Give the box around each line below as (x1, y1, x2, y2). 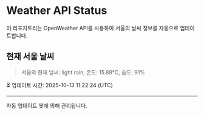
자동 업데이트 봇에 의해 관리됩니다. (6, 102, 87, 109)
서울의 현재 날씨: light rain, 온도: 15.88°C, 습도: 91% (21, 68, 146, 76)
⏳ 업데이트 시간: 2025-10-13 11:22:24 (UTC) (6, 81, 114, 88)
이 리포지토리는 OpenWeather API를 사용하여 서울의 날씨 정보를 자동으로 (6, 24, 179, 31)
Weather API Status (6, 4, 107, 18)
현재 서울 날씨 (6, 51, 55, 62)
